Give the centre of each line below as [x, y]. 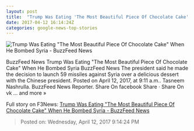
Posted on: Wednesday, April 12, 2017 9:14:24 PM [80, 122]
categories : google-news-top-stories [52, 28]
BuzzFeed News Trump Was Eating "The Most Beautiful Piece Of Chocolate [97, 62]
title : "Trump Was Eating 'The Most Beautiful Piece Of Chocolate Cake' [98, 17]
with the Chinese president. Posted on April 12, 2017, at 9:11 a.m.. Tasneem [95, 81]
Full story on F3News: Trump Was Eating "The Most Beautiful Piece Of [90, 104]
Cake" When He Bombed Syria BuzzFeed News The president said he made [97, 68]
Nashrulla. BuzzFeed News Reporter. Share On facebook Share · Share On [95, 87]
